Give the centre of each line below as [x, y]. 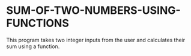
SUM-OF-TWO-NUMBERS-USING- [94, 11]
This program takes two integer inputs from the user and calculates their [96, 40]
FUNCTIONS [38, 23]
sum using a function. [33, 46]
